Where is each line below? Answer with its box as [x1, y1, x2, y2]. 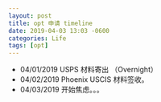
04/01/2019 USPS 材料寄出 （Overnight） [19, 65, 159, 75]
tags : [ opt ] [8, 42, 48, 50]
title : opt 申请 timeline [8, 19, 93, 27]
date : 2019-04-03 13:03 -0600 [8, 27, 110, 35]
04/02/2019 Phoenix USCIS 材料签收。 [19, 75, 149, 84]
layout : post [8, 11, 52, 20]
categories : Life [8, 34, 67, 43]
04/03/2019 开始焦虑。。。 [19, 85, 104, 95]
